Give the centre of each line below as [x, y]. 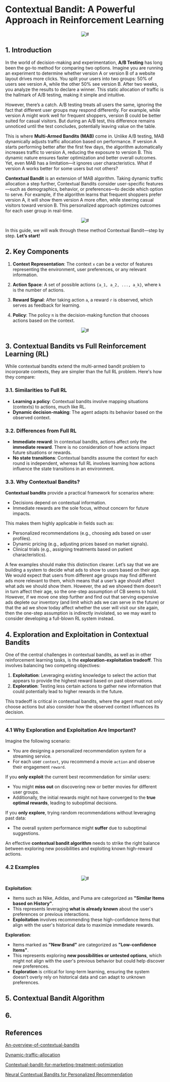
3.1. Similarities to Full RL [36, 390]
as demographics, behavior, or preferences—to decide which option [92, 189]
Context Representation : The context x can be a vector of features [82, 264]
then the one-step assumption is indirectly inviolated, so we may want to [81, 613]
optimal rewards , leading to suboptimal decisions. [65, 803]
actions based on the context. [44, 320]
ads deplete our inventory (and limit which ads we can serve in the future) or [85, 602]
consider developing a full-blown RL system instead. [60, 618]
